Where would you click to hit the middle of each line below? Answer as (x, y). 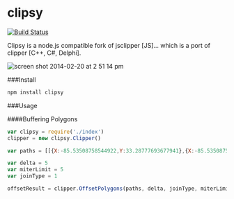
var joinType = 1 (32, 176)
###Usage (23, 105)
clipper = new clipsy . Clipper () (54, 138)
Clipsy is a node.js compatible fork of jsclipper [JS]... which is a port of (109, 45)
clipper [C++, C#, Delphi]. (44, 53)
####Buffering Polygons (42, 119)
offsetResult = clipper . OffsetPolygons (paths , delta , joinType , (102, 189)
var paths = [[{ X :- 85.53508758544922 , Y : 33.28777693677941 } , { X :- (102, 150)
